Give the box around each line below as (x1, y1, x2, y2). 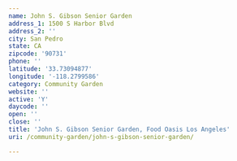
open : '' (8, 111, 38, 119)
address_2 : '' (8, 27, 57, 35)
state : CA (8, 42, 42, 50)
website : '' (8, 87, 49, 96)
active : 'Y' (8, 95, 49, 103)
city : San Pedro (8, 34, 63, 43)
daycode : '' (8, 102, 49, 111)
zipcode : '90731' (8, 50, 67, 58)
